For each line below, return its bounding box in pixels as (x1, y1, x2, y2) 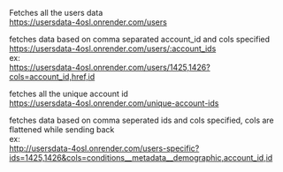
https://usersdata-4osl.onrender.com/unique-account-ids (9, 98, 219, 108)
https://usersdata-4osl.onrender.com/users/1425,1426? (9, 62, 210, 72)
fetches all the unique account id (9, 88, 128, 99)
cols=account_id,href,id (9, 71, 96, 82)
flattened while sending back (9, 124, 115, 135)
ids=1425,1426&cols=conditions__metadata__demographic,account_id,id (9, 153, 273, 162)
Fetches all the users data (9, 8, 103, 18)
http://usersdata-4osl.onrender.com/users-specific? (9, 143, 200, 153)
